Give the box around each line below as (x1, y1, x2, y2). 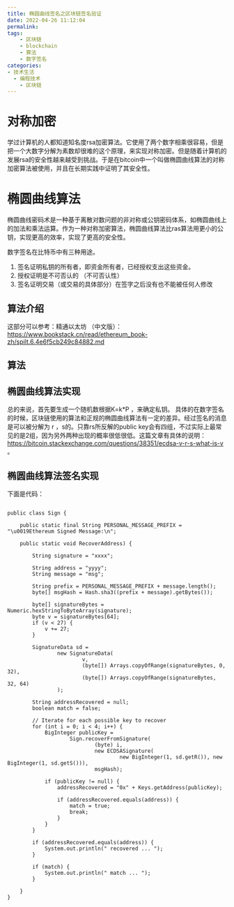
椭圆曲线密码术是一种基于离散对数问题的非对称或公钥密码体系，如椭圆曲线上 (7, 215, 227, 224)
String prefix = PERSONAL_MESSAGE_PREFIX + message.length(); (32, 583, 217, 590)
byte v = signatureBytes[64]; (32, 613, 120, 620)
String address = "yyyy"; (32, 564, 108, 572)
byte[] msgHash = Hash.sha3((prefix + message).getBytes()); (32, 588, 214, 596)
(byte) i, (94, 741, 123, 748)
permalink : (7, 23, 39, 30)
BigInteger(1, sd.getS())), (7, 759, 89, 767)
